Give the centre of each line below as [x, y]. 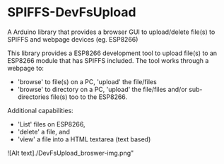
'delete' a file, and [44, 131]
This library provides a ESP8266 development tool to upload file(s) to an [112, 53]
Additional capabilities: [40, 110]
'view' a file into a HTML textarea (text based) [84, 139]
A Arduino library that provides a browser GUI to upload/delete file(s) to [111, 32]
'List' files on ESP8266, [51, 124]
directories [33, 97]
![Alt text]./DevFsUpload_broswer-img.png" [71, 153]
